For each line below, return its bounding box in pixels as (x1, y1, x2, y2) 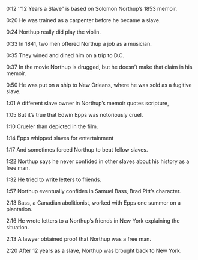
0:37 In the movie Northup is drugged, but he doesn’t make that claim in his (6, 63, 193, 70)
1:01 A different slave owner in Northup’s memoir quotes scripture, (6, 99, 169, 107)
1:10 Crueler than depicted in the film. (6, 123, 98, 130)
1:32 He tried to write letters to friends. (6, 176, 102, 183)
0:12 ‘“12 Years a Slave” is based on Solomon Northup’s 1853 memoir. (6, 5, 178, 12)
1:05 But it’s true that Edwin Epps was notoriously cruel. (6, 111, 143, 118)
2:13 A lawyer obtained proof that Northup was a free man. (6, 235, 152, 243)
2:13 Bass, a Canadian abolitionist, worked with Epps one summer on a (6, 199, 181, 206)
